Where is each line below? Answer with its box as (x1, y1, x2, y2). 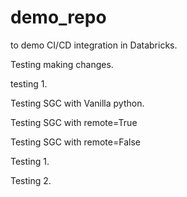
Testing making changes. (10, 58, 114, 70)
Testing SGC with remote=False (10, 136, 141, 148)
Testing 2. (10, 174, 52, 186)
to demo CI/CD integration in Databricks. (10, 39, 178, 51)
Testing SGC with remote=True (10, 116, 138, 128)
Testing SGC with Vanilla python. (10, 97, 145, 109)
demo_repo (10, 6, 107, 29)
